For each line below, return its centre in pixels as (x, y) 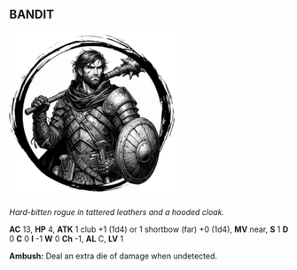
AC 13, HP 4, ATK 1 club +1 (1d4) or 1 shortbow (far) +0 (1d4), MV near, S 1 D (149, 229)
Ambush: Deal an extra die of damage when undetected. (113, 256)
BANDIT (32, 15)
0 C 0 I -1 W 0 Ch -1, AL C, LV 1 (66, 238)
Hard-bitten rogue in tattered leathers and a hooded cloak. (117, 211)
